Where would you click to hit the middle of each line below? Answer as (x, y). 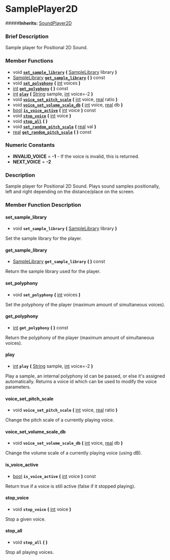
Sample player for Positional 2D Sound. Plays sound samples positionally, (83, 186)
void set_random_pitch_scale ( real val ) (54, 127)
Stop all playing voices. (30, 552)
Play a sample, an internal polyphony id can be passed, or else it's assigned (85, 376)
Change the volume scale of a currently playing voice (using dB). (74, 453)
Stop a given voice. (26, 519)
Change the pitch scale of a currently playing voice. (60, 420)
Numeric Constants (30, 145)
